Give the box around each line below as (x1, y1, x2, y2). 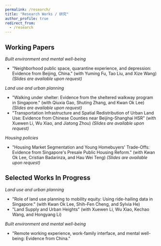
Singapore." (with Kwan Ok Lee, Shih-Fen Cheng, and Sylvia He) (12, 201, 140, 207)
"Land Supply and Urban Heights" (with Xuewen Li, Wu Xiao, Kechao (12, 206, 150, 212)
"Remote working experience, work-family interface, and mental (12, 230, 140, 236)
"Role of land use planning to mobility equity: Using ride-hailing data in (12, 196, 153, 202)
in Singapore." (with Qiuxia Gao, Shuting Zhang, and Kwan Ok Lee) (12, 99, 145, 105)
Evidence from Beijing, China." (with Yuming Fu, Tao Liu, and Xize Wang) (12, 70, 157, 76)
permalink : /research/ (5, 7, 51, 12)
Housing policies (5, 134, 39, 141)
